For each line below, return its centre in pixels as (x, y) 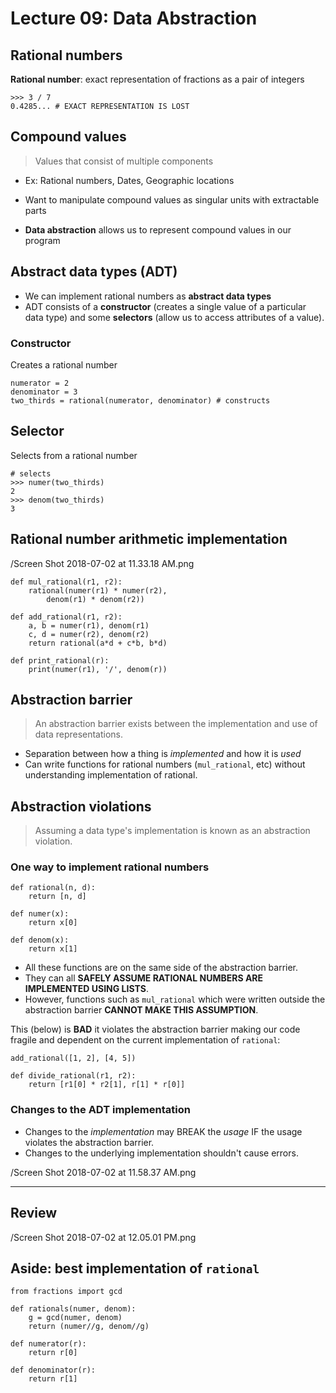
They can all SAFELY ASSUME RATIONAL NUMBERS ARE (144, 978)
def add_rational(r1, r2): (66, 617)
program (42, 240)
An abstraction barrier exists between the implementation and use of (176, 724)
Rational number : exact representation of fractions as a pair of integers (157, 79)
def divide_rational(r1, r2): (73, 1076)
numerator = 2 (40, 383)
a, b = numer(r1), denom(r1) (89, 625)
